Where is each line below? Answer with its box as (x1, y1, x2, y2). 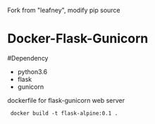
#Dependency (7, 54, 49, 62)
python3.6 (17, 67, 48, 76)
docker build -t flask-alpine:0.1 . (10, 109, 118, 117)
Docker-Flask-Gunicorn (7, 31, 149, 46)
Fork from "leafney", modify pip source (7, 6, 120, 14)
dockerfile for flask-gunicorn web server (7, 96, 125, 104)
